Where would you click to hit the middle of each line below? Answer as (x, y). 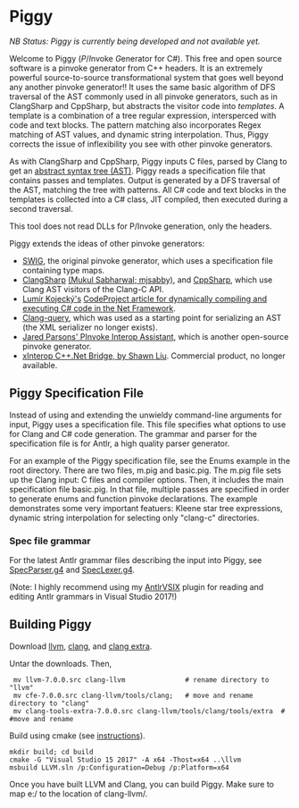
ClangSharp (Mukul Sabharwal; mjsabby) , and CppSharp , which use (147, 280)
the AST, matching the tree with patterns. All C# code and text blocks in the (148, 189)
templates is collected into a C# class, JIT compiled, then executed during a (149, 199)
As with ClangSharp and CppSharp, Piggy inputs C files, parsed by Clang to (148, 161)
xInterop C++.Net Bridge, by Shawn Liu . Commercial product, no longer (154, 356)
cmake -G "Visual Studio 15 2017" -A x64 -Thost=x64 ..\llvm (125, 760)
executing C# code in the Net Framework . (99, 308)
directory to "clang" (50, 703)
